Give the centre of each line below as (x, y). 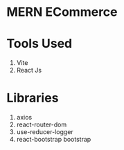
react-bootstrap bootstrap (54, 140)
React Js (29, 71)
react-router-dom (42, 124)
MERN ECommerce (62, 12)
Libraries (33, 98)
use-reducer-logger (45, 132)
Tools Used (39, 44)
